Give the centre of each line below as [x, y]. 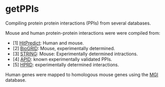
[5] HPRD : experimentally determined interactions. [66, 64]
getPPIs [22, 9]
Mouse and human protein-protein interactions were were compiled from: [83, 33]
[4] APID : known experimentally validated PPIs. [63, 59]
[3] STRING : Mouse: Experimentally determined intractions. [75, 54]
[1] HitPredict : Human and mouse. [48, 43]
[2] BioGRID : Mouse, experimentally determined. [64, 48]
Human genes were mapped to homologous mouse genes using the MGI [82, 74]
